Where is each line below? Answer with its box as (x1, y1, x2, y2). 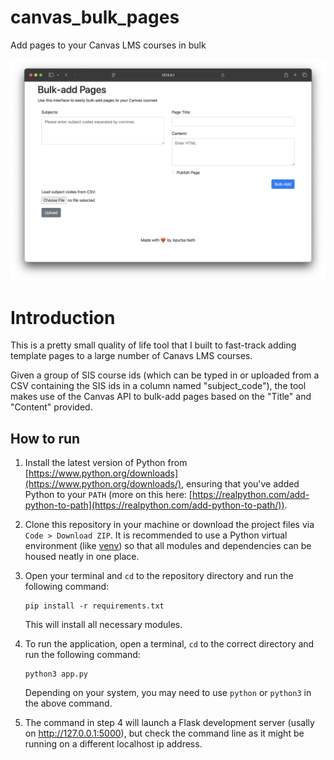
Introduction (10, 306, 116, 329)
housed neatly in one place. (24, 551, 140, 563)
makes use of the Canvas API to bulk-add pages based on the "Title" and (10, 391, 312, 403)
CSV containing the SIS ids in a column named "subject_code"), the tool (10, 380, 307, 392)
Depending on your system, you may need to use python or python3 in (24, 687, 312, 699)
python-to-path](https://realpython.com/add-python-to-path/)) (24, 499, 285, 511)
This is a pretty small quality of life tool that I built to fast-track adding (10, 339, 297, 351)
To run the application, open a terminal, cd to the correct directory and (24, 638, 315, 650)
